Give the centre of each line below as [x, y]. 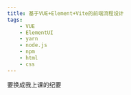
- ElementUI [36, 32]
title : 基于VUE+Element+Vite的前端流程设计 [65, 13]
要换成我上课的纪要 [34, 84]
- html [29, 58]
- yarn [29, 39]
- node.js [34, 45]
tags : [15, 20]
